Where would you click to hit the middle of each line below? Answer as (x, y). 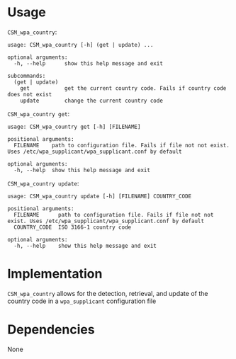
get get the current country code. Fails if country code (123, 88)
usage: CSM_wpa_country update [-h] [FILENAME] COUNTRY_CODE (100, 196)
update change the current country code (91, 101)
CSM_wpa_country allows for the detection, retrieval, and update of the (108, 293)
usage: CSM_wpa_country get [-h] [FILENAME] (74, 127)
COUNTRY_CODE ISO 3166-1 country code (73, 227)
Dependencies (51, 330)
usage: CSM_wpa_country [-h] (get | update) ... (80, 45)
